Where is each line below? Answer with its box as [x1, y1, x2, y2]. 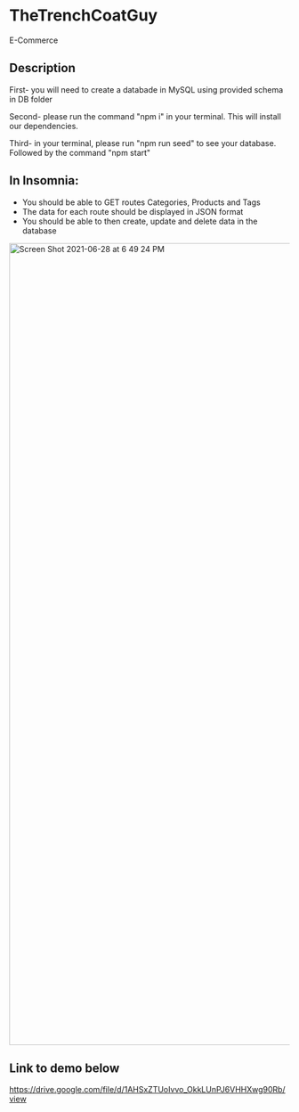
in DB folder [9, 94, 53, 104]
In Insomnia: [9, 173, 79, 188]
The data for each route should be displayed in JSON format [21, 206, 244, 217]
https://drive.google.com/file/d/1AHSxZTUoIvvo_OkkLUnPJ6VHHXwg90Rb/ [9, 1084, 287, 1095]
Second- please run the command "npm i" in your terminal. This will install [9, 110, 282, 121]
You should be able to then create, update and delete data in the [21, 216, 258, 226]
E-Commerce [9, 35, 59, 45]
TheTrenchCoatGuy [9, 5, 158, 26]
